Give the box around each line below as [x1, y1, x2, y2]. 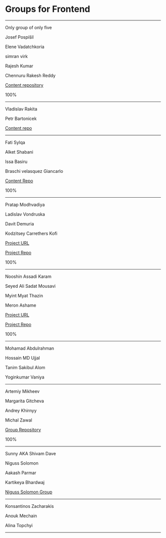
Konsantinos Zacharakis [5, 503, 54, 509]
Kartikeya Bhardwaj [5, 479, 45, 485]
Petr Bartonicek [5, 115, 37, 121]
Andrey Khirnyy [5, 407, 37, 413]
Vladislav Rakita [5, 106, 38, 112]
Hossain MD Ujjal [5, 355, 41, 361]
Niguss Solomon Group [5, 489, 53, 495]
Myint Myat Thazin [5, 292, 43, 298]
